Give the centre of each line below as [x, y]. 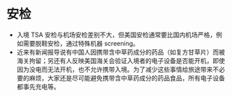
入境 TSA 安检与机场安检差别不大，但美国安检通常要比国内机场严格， [116, 35]
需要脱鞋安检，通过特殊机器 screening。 [81, 43]
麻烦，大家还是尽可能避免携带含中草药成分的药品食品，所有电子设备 [127, 78]
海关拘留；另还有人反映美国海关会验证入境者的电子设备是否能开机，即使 [121, 60]
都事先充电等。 [38, 87]
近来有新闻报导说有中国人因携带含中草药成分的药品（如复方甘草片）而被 [121, 52]
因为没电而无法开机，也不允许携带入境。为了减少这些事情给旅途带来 [115, 69]
